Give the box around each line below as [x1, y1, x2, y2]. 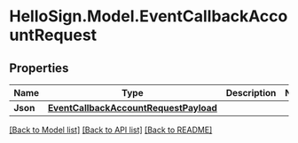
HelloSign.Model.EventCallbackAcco [9, 6, 288, 27]
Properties [9, 60, 69, 75]
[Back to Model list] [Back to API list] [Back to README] [9, 124, 213, 135]
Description [225, 87, 277, 99]
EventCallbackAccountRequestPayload [47, 102, 217, 114]
